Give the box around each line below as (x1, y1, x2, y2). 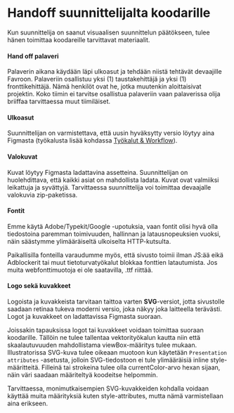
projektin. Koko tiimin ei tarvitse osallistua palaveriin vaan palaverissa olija (7, 90, 221, 98)
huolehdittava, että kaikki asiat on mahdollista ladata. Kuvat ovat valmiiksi (7, 176, 219, 184)
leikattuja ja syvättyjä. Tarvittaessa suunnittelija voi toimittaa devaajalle (7, 183, 212, 191)
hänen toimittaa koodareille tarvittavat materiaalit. (7, 35, 150, 44)
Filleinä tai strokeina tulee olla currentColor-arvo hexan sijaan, (41, 363, 221, 372)
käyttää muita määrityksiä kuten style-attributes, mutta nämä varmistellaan (7, 391, 223, 400)
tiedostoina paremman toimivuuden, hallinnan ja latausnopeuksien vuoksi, (7, 230, 221, 238)
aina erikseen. (7, 399, 48, 407)
